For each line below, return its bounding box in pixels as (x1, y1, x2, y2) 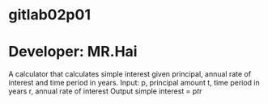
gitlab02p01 (8, 6, 91, 24)
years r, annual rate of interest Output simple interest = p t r (8, 86, 202, 96)
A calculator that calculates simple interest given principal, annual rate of (8, 69, 252, 79)
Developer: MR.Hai (8, 43, 138, 61)
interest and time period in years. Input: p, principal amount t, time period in (8, 78, 261, 88)
